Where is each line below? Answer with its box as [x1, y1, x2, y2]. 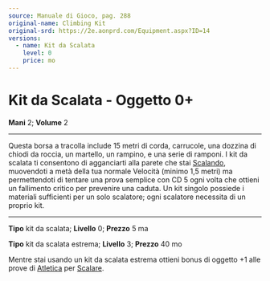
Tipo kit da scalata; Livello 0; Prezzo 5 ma [8, 223, 149, 233]
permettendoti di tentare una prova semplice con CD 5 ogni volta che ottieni [8, 174, 260, 185]
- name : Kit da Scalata [15, 42, 95, 50]
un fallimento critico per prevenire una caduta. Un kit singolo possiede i [8, 183, 245, 193]
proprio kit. [8, 200, 45, 210]
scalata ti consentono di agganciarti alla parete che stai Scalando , [8, 157, 227, 167]
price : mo [22, 57, 56, 65]
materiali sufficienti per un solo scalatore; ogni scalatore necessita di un [8, 192, 247, 202]
